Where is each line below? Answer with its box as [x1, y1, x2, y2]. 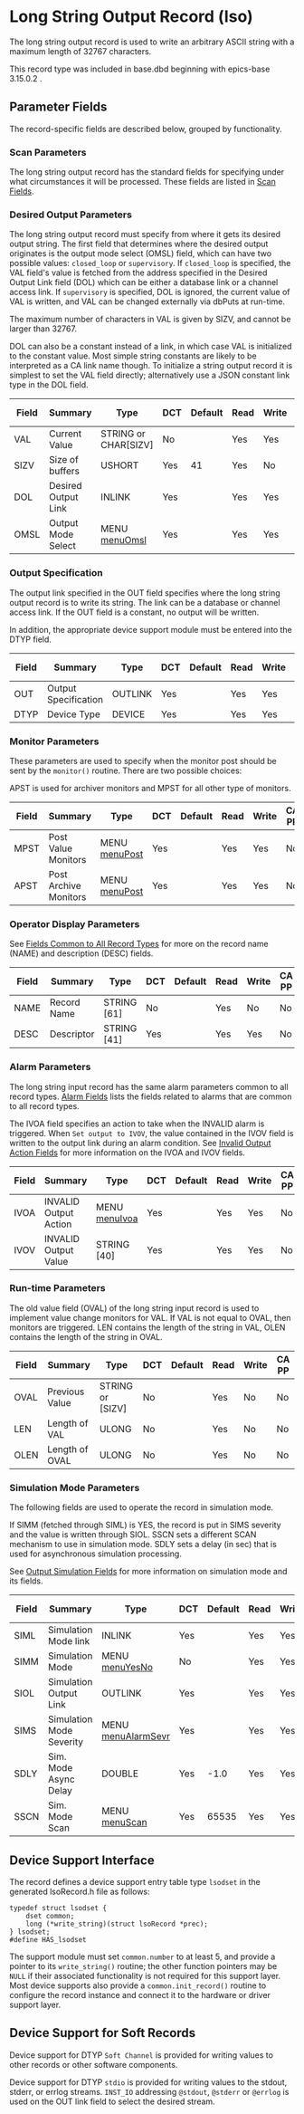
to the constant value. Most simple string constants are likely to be [9, 350, 257, 361]
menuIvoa [96, 1211, 138, 1224]
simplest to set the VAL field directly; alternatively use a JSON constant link [9, 369, 290, 381]
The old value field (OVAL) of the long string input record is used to [9, 1302, 260, 1314]
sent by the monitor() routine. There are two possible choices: [9, 765, 242, 776]
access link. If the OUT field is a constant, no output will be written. [9, 607, 260, 617]
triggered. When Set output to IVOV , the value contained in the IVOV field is [9, 1127, 294, 1138]
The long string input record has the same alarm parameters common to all [9, 1081, 289, 1092]
